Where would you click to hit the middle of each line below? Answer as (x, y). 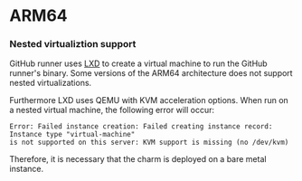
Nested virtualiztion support (73, 44)
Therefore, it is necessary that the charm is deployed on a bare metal (138, 159)
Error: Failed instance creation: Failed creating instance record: (141, 127)
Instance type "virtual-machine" (72, 135)
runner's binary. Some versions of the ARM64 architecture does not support (151, 73)
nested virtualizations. (51, 83)
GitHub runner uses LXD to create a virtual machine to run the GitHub (139, 63)
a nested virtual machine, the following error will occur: (112, 110)
